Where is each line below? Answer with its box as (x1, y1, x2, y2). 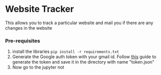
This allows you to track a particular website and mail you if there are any (5, 20, 154, 26)
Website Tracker (5, 3, 74, 15)
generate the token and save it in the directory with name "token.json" (12, 59, 155, 65)
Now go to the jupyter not (12, 64, 64, 70)
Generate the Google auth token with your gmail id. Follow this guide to (12, 54, 157, 60)
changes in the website (5, 25, 53, 31)
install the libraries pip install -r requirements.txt (12, 48, 119, 55)
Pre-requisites (5, 37, 40, 44)
